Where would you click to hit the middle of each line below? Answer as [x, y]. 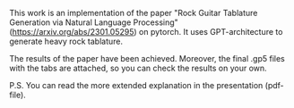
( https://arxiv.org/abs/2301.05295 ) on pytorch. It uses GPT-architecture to [146, 32]
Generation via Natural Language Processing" [94, 22]
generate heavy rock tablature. [66, 41]
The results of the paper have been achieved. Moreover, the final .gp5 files [147, 58]
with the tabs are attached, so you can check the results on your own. [138, 68]
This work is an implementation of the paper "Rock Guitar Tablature [134, 13]
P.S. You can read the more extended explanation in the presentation [136, 85]
